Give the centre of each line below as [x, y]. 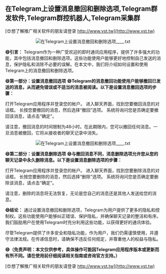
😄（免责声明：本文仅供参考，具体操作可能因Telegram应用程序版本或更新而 [82, 249]
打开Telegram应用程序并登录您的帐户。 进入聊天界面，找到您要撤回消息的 [80, 104]
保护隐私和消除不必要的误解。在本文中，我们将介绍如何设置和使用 [81, 64]
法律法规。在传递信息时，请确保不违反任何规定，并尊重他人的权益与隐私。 [85, 239]
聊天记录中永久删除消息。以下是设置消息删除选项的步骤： [63, 160]
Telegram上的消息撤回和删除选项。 [41, 70]
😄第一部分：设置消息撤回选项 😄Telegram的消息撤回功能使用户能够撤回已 [81, 81]
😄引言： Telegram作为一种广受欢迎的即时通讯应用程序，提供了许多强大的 [80, 52]
